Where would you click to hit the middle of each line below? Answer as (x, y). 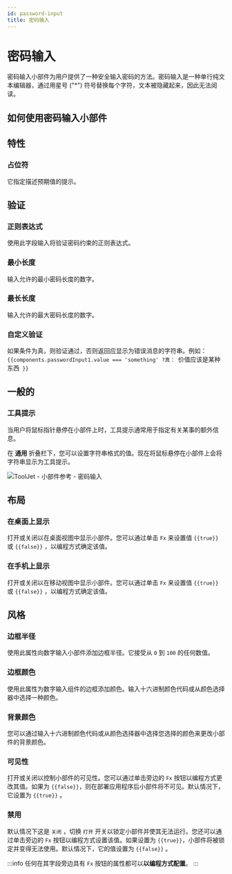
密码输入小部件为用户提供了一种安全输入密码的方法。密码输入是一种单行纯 (113, 77)
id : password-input (35, 13)
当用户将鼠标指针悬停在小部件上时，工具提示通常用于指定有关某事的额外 (110, 430)
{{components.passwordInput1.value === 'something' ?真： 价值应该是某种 (114, 359)
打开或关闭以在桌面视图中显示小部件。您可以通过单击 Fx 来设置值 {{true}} (113, 538)
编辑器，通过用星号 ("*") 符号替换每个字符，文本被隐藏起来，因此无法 (112, 85)
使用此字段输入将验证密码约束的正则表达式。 (71, 243)
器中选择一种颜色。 (35, 697)
